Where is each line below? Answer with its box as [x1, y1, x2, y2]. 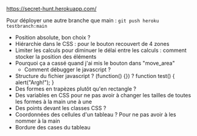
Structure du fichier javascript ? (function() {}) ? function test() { [15, 73, 175, 79]
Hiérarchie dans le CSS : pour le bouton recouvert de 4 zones [15, 40, 170, 47]
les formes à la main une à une [15, 98, 92, 105]
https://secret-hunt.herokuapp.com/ [6, 5, 97, 12]
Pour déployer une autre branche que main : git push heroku [6, 17, 159, 24]
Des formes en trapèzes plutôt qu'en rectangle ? [15, 85, 137, 92]
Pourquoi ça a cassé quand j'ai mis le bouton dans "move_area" [15, 60, 175, 66]
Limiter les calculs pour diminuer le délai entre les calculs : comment [15, 47, 187, 54]
